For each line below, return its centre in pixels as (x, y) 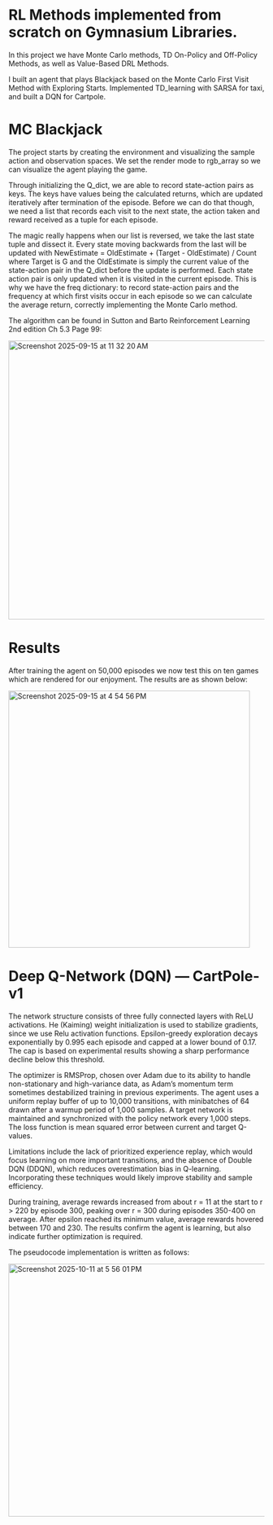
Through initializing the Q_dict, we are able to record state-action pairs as (131, 185)
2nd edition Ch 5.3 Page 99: (55, 329)
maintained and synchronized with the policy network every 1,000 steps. (130, 1118)
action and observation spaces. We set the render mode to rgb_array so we (135, 160)
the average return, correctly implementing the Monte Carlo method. (123, 305)
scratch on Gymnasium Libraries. (123, 32)
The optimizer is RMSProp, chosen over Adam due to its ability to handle (130, 1075)
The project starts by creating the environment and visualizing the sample (132, 151)
